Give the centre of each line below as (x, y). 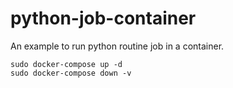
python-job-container (103, 18)
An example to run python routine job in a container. (117, 46)
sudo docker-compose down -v (71, 73)
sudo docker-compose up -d (66, 64)
